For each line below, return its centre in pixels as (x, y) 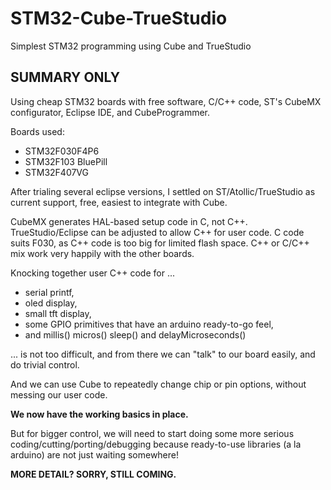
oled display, (51, 303)
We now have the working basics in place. (99, 414)
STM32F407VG (57, 172)
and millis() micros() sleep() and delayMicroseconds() (135, 334)
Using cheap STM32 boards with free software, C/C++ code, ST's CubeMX (166, 101)
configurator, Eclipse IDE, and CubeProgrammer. (110, 112)
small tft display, (58, 313)
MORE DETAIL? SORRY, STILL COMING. (93, 474)
